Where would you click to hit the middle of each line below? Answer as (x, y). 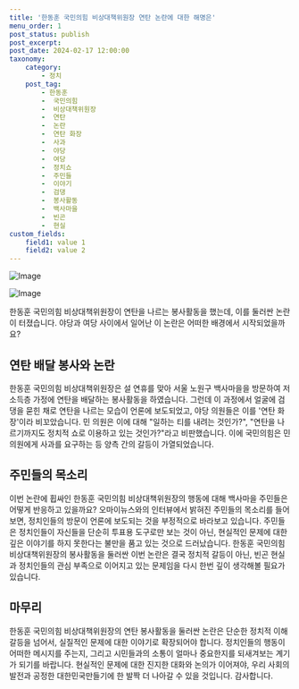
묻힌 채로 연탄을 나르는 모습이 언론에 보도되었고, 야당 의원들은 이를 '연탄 (150, 410)
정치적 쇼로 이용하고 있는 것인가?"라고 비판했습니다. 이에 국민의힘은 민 (169, 433)
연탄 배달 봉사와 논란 (62, 365)
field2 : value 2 (56, 251)
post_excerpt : (36, 43)
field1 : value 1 (56, 242)
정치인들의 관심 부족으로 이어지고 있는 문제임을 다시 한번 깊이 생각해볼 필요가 (152, 566)
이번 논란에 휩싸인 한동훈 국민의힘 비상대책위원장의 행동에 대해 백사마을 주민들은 (149, 498)
